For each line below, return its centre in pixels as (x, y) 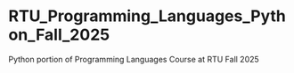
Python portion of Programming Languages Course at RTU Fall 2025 (134, 59)
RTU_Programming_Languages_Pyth (147, 16)
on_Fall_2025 (59, 35)
